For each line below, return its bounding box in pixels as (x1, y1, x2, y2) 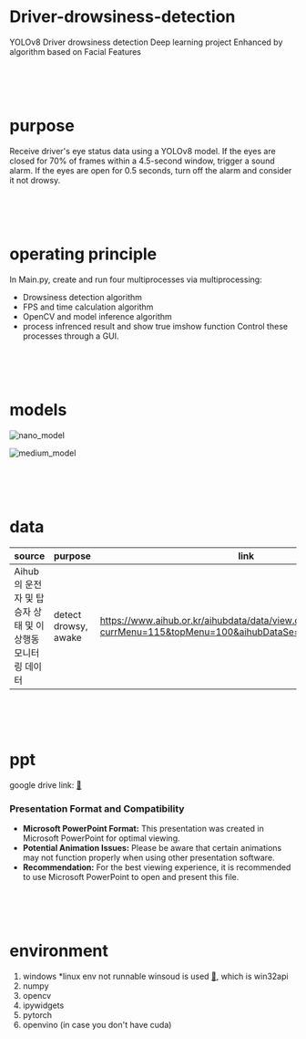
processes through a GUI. (22, 331, 120, 341)
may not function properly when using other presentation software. (22, 852, 275, 863)
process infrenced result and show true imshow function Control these (22, 320, 289, 331)
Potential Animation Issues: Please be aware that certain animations (22, 842, 282, 853)
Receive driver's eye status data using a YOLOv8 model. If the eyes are (9, 145, 276, 156)
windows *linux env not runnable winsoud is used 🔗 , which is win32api (22, 971, 289, 981)
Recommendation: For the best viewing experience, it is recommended (22, 861, 291, 873)
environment (9, 940, 109, 961)
